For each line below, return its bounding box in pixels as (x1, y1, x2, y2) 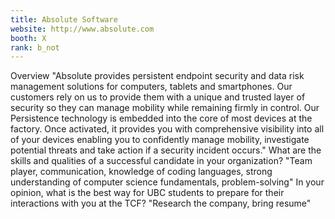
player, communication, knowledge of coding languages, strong (10, 166, 273, 178)
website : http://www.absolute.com (10, 24, 155, 34)
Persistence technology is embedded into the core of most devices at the (10, 112, 313, 125)
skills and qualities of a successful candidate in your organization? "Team (10, 155, 313, 167)
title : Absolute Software (10, 14, 118, 25)
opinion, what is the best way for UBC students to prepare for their (10, 187, 285, 199)
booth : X (10, 33, 47, 43)
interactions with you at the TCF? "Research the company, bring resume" (10, 197, 312, 210)
